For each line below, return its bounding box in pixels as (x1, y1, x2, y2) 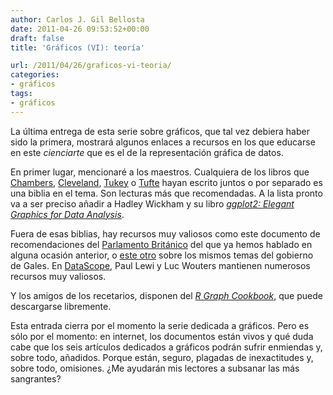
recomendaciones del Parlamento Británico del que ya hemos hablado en (10, 238, 313, 250)
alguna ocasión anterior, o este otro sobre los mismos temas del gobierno (10, 249, 314, 261)
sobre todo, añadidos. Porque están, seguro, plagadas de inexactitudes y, (10, 351, 314, 363)
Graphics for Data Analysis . (10, 208, 125, 220)
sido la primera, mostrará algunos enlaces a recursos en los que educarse (10, 136, 316, 148)
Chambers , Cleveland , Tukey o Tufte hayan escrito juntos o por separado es (10, 176, 323, 188)
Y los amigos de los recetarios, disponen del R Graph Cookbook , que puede (10, 289, 323, 301)
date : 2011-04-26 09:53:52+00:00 (10, 24, 150, 34)
